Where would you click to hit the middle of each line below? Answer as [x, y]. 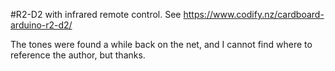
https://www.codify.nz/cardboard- [254, 14]
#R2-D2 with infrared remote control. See [96, 14]
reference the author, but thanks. [78, 55]
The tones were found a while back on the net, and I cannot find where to [161, 44]
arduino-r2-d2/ [41, 25]
